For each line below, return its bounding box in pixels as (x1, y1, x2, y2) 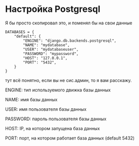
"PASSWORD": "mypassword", (23, 51, 79, 56)
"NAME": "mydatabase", (23, 42, 70, 48)
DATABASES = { (5, 29, 35, 34)
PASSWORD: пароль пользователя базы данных (5, 116, 107, 122)
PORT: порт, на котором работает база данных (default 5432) (5, 135, 135, 141)
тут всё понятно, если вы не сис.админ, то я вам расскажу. (5, 77, 132, 83)
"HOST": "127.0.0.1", (23, 56, 68, 61)
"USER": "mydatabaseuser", (23, 47, 79, 52)
